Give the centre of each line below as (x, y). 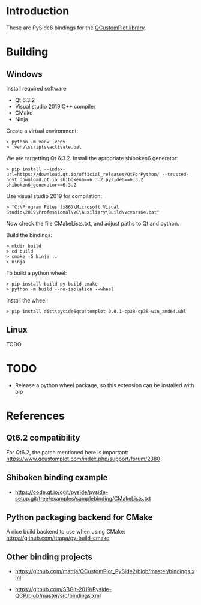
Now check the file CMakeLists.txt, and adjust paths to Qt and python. (93, 223)
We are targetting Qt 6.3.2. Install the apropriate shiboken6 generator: (92, 158)
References (35, 416)
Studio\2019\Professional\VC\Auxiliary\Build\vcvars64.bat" (83, 212)
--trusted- (175, 174)
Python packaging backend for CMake (79, 517)
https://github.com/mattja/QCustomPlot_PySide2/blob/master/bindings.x (105, 571)
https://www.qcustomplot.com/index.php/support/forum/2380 (83, 459)
